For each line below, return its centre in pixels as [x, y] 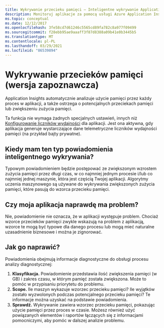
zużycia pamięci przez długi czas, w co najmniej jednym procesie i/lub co [79, 174]
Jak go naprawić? [32, 247]
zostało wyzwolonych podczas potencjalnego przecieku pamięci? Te [81, 294]
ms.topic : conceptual [27, 19]
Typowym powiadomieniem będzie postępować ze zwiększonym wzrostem [81, 168]
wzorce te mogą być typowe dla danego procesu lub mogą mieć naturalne [80, 227]
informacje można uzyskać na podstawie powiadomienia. [70, 299]
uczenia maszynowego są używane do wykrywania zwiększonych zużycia [80, 184]
